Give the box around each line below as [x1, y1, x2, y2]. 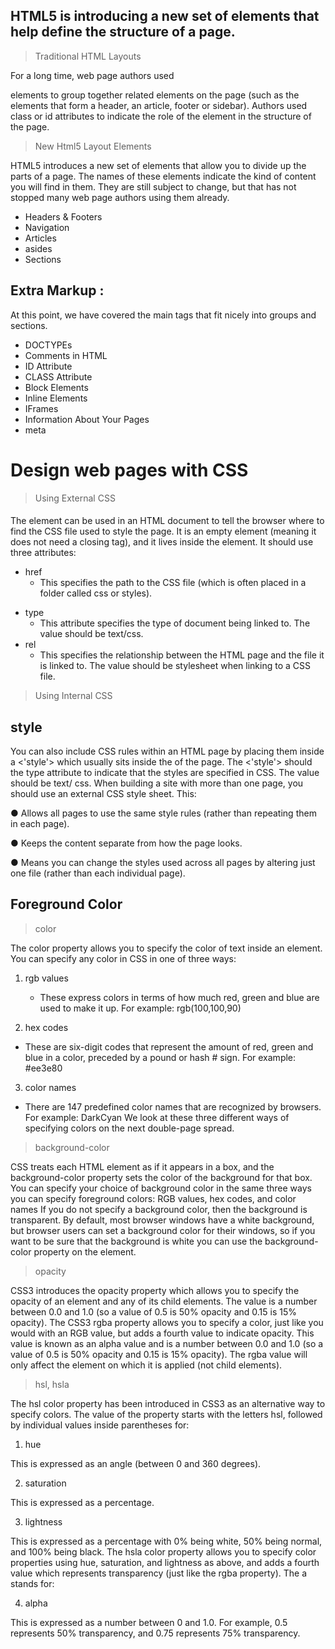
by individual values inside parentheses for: [10, 1419, 190, 1431]
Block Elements [24, 381, 89, 393]
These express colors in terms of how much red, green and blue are [39, 991, 320, 1003]
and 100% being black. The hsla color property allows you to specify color [10, 1545, 317, 1558]
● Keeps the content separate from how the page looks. [10, 837, 243, 849]
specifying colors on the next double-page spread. [24, 1122, 235, 1134]
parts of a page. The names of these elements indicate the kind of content [10, 170, 317, 182]
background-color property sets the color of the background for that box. [10, 1171, 313, 1183]
